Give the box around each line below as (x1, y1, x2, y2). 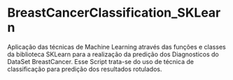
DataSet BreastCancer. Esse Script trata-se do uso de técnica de (7, 57, 195, 65)
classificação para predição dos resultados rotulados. (7, 65, 162, 73)
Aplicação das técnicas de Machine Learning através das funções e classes (7, 42, 226, 51)
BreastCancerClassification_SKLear (7, 5, 221, 21)
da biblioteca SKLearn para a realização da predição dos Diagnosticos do (7, 50, 219, 58)
